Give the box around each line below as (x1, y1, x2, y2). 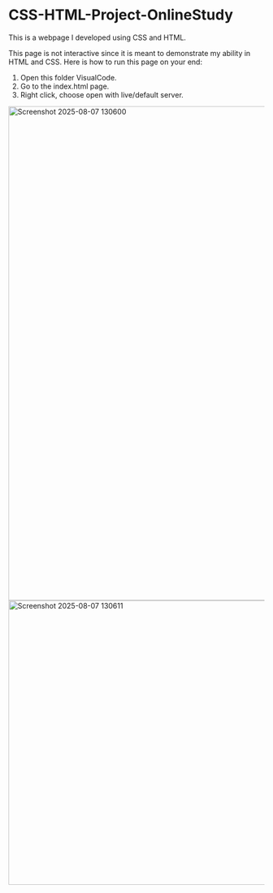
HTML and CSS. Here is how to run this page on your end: (8, 57, 203, 67)
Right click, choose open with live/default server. (19, 89, 184, 99)
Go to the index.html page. (19, 81, 110, 91)
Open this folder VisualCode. (19, 72, 117, 82)
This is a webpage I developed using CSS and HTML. (8, 33, 187, 42)
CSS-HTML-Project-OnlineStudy (8, 6, 234, 24)
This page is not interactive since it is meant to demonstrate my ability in (8, 48, 251, 58)
